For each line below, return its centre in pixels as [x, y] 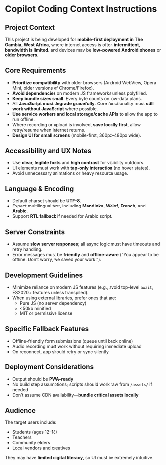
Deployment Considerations [50, 367]
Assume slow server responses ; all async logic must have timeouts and [86, 244]
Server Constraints [35, 232]
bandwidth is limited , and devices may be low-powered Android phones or [83, 50]
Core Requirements [36, 71]
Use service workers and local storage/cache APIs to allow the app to [85, 114]
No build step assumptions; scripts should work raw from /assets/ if [82, 384]
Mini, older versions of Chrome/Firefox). [53, 88]
